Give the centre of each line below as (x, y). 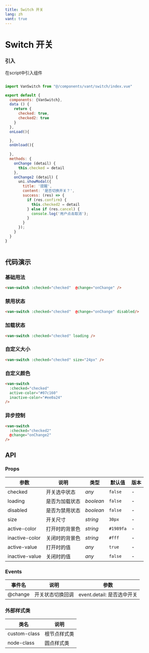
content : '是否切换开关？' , (49, 191)
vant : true (16, 19)
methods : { (21, 159)
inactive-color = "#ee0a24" (36, 397)
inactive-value (25, 556)
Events (13, 571)
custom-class (24, 634)
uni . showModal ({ (35, 182)
